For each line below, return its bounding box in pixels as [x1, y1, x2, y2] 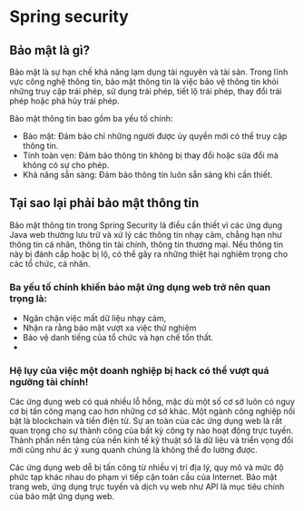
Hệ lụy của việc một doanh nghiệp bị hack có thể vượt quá [9, 365, 270, 378]
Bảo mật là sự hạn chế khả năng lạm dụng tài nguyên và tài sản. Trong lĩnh [9, 66, 289, 77]
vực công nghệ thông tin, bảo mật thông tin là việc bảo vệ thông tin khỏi [9, 76, 279, 87]
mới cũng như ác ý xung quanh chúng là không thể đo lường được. [9, 445, 259, 456]
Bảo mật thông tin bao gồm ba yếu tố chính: [9, 113, 173, 123]
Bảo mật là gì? [9, 43, 91, 58]
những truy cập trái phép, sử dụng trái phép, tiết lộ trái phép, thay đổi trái [9, 86, 282, 96]
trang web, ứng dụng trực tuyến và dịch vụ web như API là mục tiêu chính [9, 481, 285, 492]
